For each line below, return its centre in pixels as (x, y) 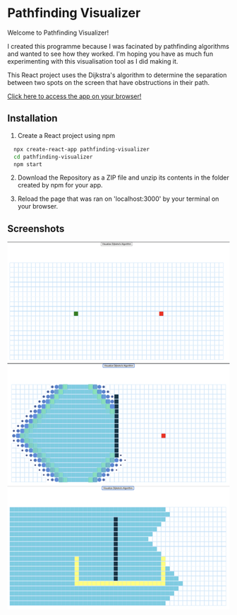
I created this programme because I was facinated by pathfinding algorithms (118, 46)
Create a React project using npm (66, 135)
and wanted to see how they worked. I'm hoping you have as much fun (110, 54)
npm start (28, 164)
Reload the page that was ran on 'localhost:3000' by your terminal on (118, 199)
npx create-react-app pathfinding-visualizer (82, 149)
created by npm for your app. (60, 185)
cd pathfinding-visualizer (53, 157)
